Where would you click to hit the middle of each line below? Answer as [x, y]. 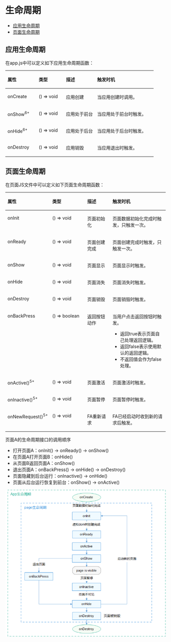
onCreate [17, 96]
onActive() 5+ [21, 382]
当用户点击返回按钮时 [135, 316]
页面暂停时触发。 [130, 400]
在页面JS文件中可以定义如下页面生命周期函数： [55, 185]
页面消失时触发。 [130, 282]
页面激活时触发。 [130, 382]
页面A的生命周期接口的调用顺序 [38, 439]
